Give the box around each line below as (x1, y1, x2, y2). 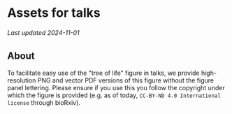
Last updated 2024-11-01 (7, 28, 80, 36)
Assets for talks (7, 5, 101, 21)
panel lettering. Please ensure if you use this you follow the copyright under (7, 83, 225, 92)
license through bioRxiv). (7, 98, 80, 106)
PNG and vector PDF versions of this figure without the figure (37, 76, 215, 85)
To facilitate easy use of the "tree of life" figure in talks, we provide (7, 69, 200, 77)
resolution (7, 76, 36, 85)
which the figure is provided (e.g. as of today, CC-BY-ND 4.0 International (7, 91, 222, 99)
